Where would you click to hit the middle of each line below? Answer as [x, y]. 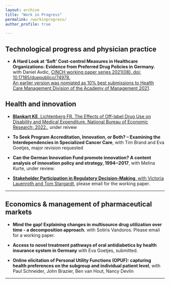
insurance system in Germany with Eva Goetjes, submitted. [75, 250]
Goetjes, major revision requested [48, 148]
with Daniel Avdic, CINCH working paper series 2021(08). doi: [77, 72]
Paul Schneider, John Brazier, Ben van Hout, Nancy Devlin [73, 271]
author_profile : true [28, 24]
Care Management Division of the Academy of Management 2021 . [81, 88]
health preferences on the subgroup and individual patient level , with [87, 265]
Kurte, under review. [34, 168]
